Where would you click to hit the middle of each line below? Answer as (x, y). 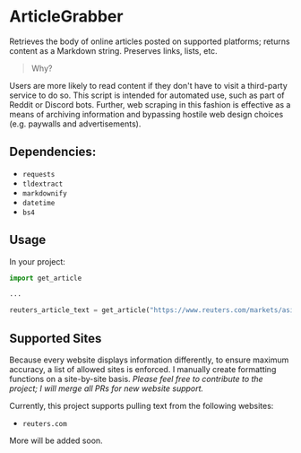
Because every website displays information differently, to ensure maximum (149, 360)
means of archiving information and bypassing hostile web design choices (146, 114)
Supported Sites (56, 338)
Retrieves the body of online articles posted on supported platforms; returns (150, 41)
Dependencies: (53, 152)
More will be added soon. (56, 440)
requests (39, 174)
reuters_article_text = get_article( (80, 310)
